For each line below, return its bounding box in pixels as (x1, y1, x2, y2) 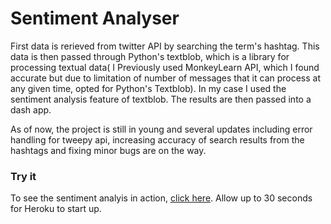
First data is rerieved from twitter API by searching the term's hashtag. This (10, 40, 320, 52)
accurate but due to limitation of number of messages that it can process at (10, 72, 322, 84)
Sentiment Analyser (10, 7, 180, 30)
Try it (10, 169, 37, 183)
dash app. (10, 103, 52, 116)
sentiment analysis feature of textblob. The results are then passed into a (10, 93, 312, 105)
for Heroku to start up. (10, 203, 102, 215)
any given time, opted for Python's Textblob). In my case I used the (10, 82, 287, 94)
